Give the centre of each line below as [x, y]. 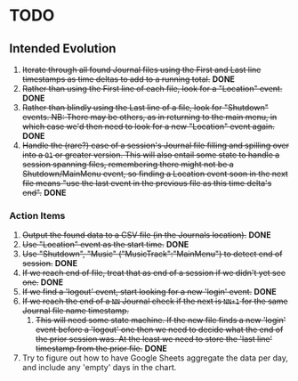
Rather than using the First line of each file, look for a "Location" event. [152, 89]
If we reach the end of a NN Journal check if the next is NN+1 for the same [155, 301]
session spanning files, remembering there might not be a [128, 164]
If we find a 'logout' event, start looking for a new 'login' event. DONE [149, 292]
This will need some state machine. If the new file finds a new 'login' [161, 320]
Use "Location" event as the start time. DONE [105, 245]
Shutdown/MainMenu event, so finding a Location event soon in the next [155, 174]
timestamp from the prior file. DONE [101, 349]
